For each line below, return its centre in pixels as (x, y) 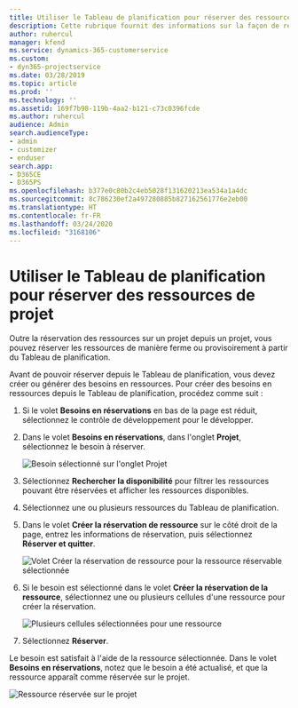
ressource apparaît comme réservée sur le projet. (100, 677)
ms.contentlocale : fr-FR (55, 215)
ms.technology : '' (43, 100)
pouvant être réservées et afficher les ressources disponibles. (135, 490)
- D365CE (25, 174)
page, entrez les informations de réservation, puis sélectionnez (137, 535)
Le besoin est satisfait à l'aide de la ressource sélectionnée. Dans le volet (143, 658)
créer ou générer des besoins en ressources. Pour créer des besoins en (141, 384)
